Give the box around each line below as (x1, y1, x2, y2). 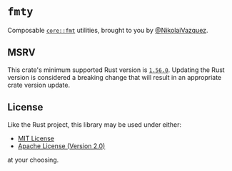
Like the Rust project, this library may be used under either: (7, 120, 182, 129)
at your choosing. (7, 155, 59, 164)
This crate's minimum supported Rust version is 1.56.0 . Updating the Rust (7, 66, 225, 74)
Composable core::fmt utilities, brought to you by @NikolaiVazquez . (7, 26, 208, 34)
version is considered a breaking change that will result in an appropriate (7, 73, 222, 81)
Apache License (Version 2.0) (17, 141, 106, 150)
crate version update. (7, 81, 71, 89)
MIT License (17, 134, 55, 142)
